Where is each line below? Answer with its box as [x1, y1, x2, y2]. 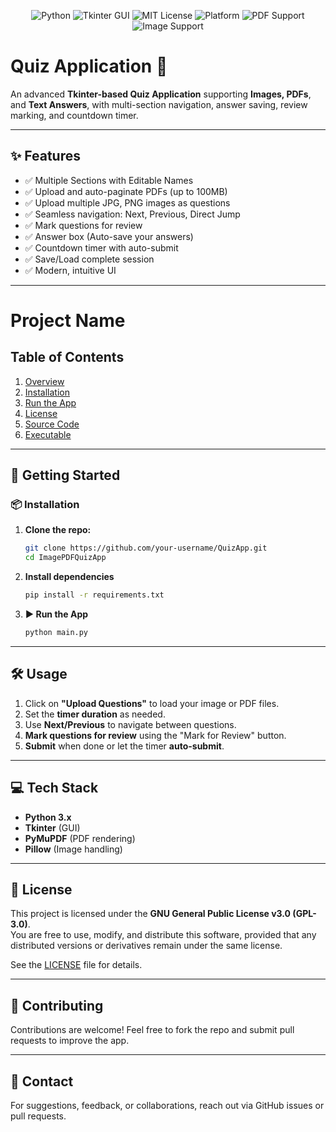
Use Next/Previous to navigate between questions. [24, 718, 237, 730]
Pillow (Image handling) [24, 843, 123, 855]
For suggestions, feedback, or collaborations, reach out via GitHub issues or [10, 1100, 325, 1111]
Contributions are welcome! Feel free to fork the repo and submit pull [10, 1024, 295, 1036]
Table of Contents [10, 349, 125, 366]
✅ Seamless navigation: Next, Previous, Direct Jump [24, 208, 241, 220]
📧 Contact [10, 1073, 74, 1090]
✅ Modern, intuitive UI [24, 264, 117, 276]
